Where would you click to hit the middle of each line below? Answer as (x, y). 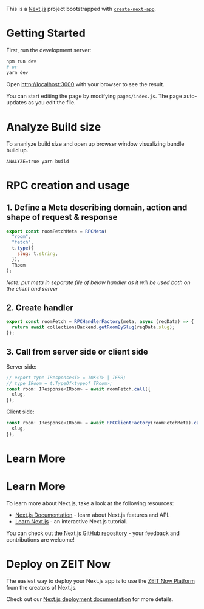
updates (17, 102)
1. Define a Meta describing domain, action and (97, 208)
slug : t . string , (38, 254)
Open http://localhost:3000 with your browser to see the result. (86, 84)
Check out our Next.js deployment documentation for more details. (90, 599)
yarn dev (17, 72)
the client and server (32, 288)
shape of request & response (62, 217)
